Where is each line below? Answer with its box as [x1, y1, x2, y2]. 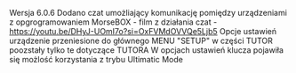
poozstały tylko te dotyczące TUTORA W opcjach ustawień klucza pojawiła [9, 45, 284, 55]
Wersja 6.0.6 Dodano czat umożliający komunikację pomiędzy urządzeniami [9, 8, 287, 18]
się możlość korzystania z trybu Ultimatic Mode [9, 55, 184, 64]
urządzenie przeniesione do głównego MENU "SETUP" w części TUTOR [9, 35, 274, 46]
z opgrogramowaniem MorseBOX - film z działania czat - [9, 17, 218, 27]
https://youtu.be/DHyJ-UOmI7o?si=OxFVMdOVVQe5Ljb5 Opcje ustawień [9, 26, 277, 36]
